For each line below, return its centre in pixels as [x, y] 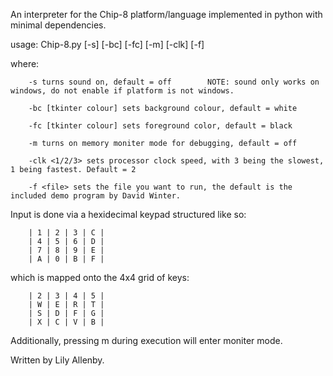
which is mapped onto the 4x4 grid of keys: [100, 277]
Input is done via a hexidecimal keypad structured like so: [128, 214]
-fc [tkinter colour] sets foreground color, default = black [160, 126]
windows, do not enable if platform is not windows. [122, 91]
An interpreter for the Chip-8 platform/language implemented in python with [166, 14]
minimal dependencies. [58, 25]
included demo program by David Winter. [96, 196]
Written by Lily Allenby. [57, 360]
